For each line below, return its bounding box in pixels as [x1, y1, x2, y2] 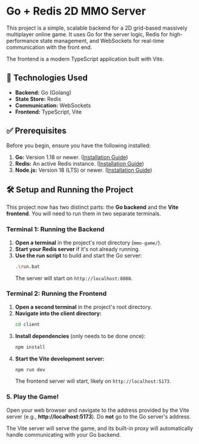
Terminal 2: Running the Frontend [6, 289, 107, 298]
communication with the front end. [6, 44, 93, 51]
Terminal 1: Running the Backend [6, 225, 105, 233]
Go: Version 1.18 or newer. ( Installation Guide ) [15, 153, 128, 161]
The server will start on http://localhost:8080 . [15, 274, 133, 282]
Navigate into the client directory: [15, 310, 102, 317]
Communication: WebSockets [15, 102, 91, 109]
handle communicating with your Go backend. [6, 431, 121, 438]
